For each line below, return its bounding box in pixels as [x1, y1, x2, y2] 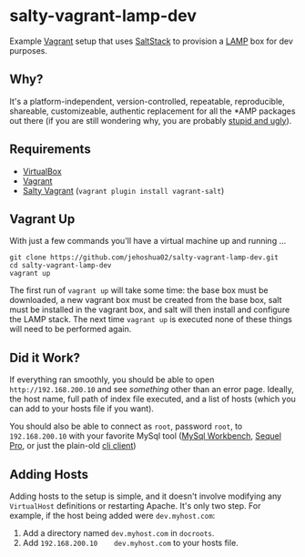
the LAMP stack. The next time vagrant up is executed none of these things [9, 314, 293, 325]
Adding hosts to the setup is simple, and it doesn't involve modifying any [9, 491, 282, 501]
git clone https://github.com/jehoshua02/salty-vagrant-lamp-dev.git [9, 253, 280, 262]
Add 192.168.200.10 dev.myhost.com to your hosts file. [22, 538, 239, 548]
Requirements [9, 142, 91, 157]
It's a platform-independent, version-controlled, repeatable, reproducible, [9, 96, 285, 106]
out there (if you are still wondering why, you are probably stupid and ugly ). [9, 115, 292, 126]
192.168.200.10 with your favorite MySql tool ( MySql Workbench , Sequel [9, 430, 282, 441]
